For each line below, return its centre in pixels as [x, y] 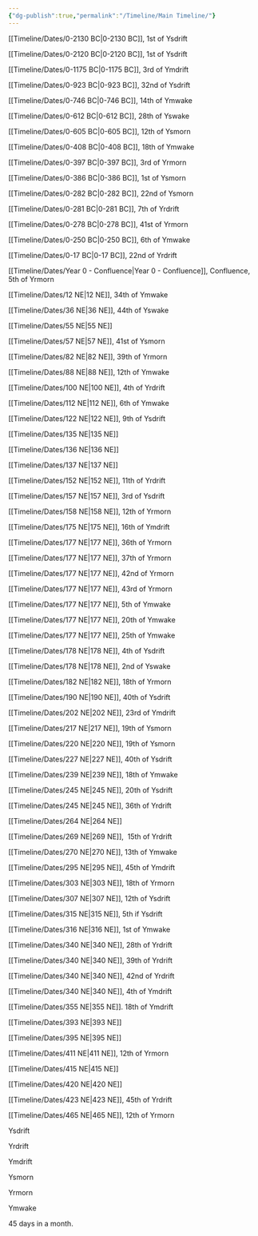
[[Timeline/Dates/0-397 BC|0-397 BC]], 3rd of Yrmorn [97, 162]
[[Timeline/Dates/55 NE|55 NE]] [61, 325]
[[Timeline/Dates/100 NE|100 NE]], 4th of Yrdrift [87, 387]
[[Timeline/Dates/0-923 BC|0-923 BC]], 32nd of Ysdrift [99, 85]
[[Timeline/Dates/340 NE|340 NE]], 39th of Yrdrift [91, 960]
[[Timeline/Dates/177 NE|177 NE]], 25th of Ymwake [92, 635]
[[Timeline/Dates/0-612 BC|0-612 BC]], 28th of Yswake [99, 116]
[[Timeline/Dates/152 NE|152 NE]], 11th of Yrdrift [87, 480]
